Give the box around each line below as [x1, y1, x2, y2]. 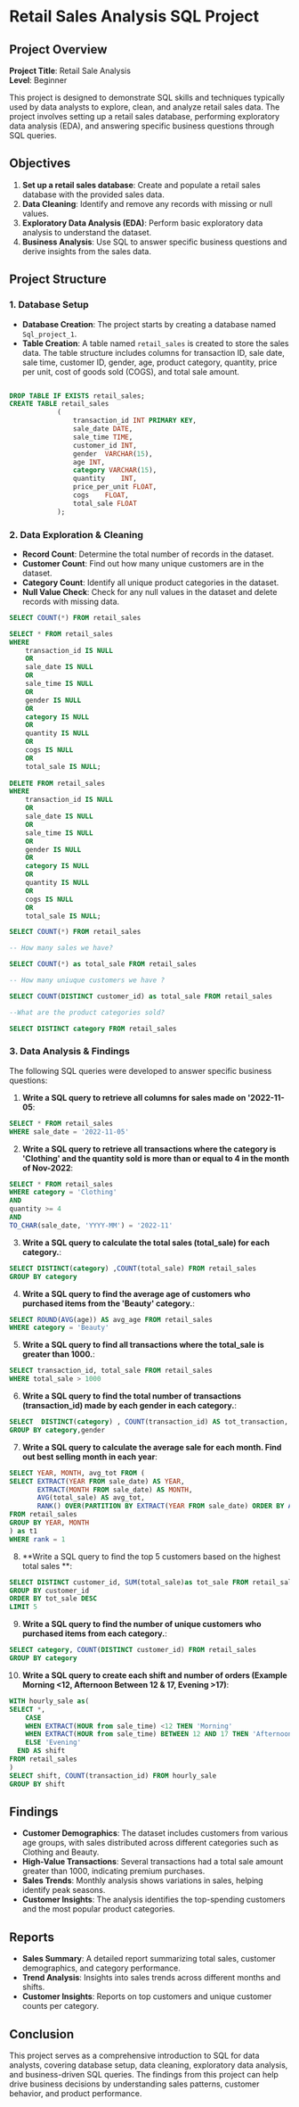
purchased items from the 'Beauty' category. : [21, 1298, 196, 1309]
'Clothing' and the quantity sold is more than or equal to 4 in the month [21, 1153, 290, 1163]
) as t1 [9, 1526, 38, 1535]
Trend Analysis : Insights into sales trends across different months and [21, 1972, 281, 1983]
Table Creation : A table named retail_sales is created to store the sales [21, 337, 289, 349]
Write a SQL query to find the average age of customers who [21, 1288, 251, 1299]
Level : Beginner [9, 75, 68, 86]
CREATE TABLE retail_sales [9, 400, 109, 409]
